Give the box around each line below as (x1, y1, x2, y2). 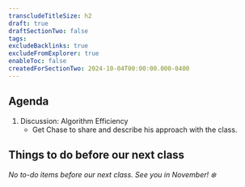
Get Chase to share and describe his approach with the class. (32, 125, 238, 134)
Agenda (8, 95, 49, 108)
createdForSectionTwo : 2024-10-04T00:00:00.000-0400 (8, 65, 190, 73)
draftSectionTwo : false (8, 27, 89, 35)
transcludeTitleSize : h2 (8, 11, 92, 20)
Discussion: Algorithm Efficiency (19, 116, 129, 125)
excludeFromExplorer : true (8, 49, 99, 57)
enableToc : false (8, 57, 67, 66)
